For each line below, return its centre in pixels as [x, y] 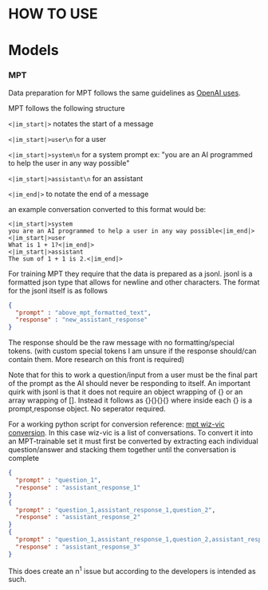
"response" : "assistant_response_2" [78, 517]
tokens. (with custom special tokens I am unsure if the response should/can [132, 351]
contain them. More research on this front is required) [97, 360]
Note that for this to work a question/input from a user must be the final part [133, 375]
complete [24, 458]
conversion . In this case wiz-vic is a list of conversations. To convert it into [131, 433]
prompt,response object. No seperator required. [87, 409]
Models [33, 51]
